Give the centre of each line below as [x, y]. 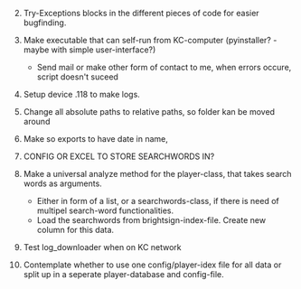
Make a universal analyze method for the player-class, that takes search [157, 174]
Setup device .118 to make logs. [82, 94]
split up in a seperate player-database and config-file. [123, 274]
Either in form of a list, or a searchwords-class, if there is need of [158, 201]
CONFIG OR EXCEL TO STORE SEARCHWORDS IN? [119, 156]
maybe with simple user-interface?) [89, 50]
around [37, 121]
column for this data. [75, 230]
